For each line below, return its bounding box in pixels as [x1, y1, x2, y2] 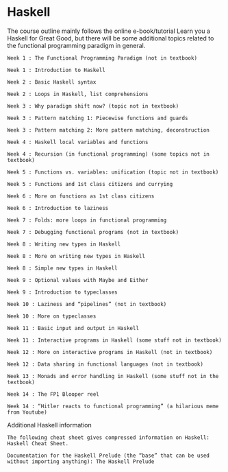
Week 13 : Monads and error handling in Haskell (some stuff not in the [7, 373, 219, 379]
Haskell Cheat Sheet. [7, 440, 69, 447]
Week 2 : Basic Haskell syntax [7, 78, 97, 86]
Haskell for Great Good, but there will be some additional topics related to [7, 34, 214, 42]
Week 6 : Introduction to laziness [7, 204, 109, 211]
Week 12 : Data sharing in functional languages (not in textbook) [7, 361, 204, 368]
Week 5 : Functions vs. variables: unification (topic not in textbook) [7, 169, 219, 176]
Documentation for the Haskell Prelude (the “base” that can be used [7, 452, 210, 459]
